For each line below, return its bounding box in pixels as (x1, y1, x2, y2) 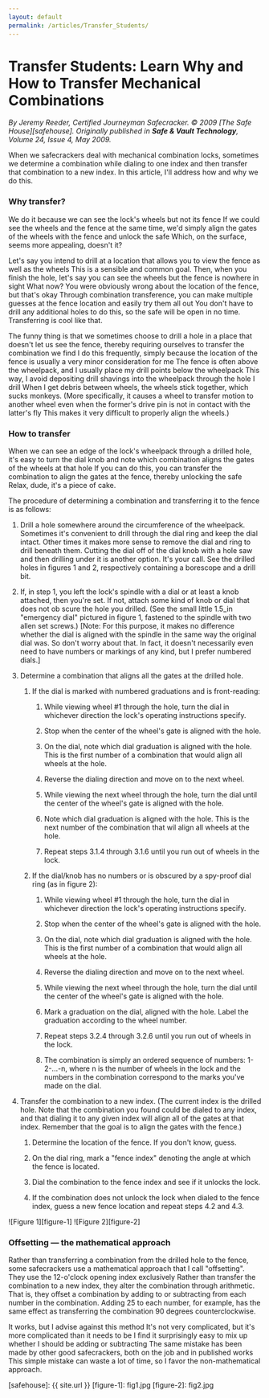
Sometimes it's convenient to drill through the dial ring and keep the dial (19, 529, 259, 539)
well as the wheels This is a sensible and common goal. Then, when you (8, 264, 247, 273)
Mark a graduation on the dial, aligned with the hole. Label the (43, 1007, 249, 1017)
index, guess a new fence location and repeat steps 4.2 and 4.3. (31, 1202, 245, 1211)
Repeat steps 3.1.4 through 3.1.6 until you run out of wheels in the (43, 847, 259, 856)
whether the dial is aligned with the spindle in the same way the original (19, 629, 257, 639)
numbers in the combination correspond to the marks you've (43, 1072, 245, 1082)
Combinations (8, 91, 104, 109)
